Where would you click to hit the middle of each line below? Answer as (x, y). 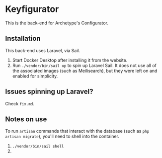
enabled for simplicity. (35, 76)
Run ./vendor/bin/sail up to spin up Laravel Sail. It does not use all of (84, 65)
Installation (23, 39)
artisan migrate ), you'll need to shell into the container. (62, 136)
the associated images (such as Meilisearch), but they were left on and (85, 71)
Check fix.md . (20, 103)
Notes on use (26, 119)
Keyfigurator (32, 9)
